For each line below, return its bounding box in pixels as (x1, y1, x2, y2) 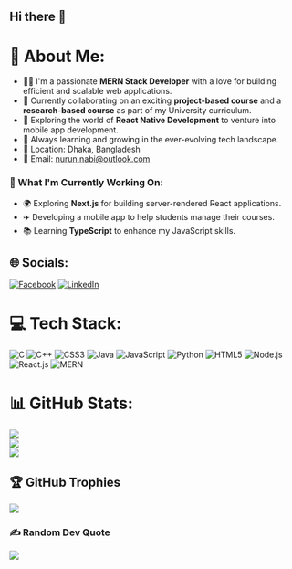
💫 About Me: (9, 46, 106, 67)
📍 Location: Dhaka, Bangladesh (22, 143, 141, 155)
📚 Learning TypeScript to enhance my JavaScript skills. (22, 225, 235, 236)
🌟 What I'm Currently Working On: (9, 176, 164, 189)
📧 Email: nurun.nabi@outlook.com (22, 153, 151, 164)
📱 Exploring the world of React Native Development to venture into (22, 115, 276, 126)
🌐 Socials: (9, 255, 69, 270)
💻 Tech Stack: (9, 312, 122, 333)
